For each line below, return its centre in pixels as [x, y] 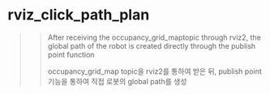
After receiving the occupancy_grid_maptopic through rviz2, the [154, 37]
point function [71, 54]
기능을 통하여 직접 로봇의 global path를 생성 [117, 81]
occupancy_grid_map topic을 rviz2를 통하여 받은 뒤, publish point [155, 71]
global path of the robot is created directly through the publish [152, 45]
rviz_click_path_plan [79, 15]
